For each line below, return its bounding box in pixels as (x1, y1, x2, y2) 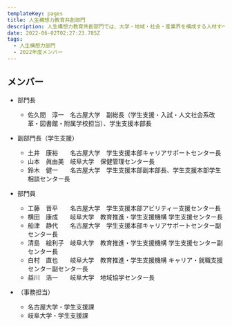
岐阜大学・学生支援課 (27, 311, 88, 319)
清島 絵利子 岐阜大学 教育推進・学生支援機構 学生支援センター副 (27, 238, 223, 246)
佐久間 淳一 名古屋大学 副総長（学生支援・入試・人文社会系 (27, 110, 209, 118)
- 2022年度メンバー (13, 49, 64, 56)
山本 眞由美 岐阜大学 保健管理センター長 (27, 157, 155, 165)
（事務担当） (17, 288, 54, 296)
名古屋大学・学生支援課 (27, 302, 95, 311)
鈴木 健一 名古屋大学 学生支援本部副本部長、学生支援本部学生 (27, 165, 222, 174)
